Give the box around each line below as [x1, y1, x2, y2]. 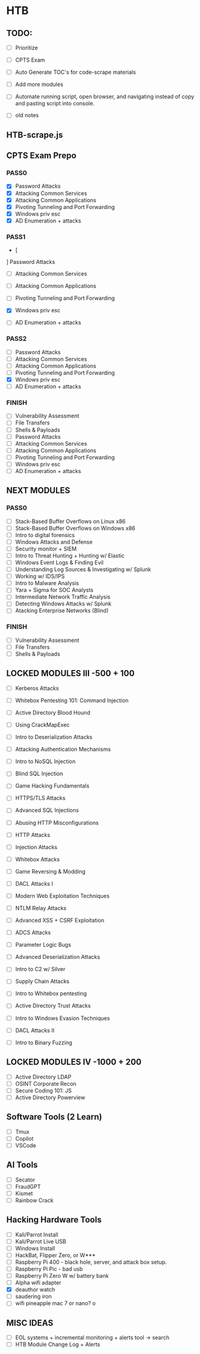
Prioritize [15, 44, 38, 51]
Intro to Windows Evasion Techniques [15, 1014, 110, 1022]
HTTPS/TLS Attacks [15, 794, 66, 802]
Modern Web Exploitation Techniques [15, 892, 110, 899]
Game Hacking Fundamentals [15, 782, 90, 789]
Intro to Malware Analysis [15, 580, 79, 587]
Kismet [15, 1189, 34, 1197]
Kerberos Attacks [15, 684, 59, 692]
